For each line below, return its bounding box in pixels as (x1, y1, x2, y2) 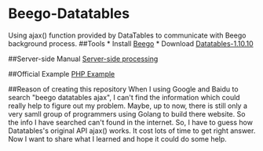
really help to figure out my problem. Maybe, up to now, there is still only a (8, 101, 248, 110)
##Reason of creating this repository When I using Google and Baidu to (8, 84, 239, 94)
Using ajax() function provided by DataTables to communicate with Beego (8, 31, 247, 40)
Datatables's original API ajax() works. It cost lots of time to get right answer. (8, 126, 256, 135)
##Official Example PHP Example (8, 69, 115, 78)
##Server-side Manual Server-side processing (8, 54, 159, 63)
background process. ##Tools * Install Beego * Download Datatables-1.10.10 (8, 38, 254, 48)
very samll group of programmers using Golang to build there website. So (8, 109, 246, 118)
